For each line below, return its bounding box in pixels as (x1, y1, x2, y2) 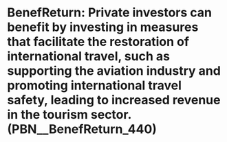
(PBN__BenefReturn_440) (7, 121, 157, 137)
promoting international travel (7, 78, 182, 93)
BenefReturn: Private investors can (7, 5, 212, 21)
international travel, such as (7, 49, 171, 64)
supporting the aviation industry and (7, 63, 221, 79)
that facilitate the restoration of (7, 34, 189, 49)
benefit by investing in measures (7, 19, 199, 35)
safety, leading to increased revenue (7, 93, 221, 108)
